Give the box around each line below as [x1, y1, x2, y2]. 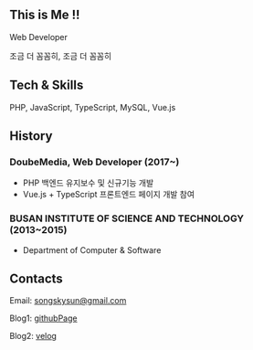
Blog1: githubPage [9, 313, 78, 323]
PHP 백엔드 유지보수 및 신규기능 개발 [22, 177, 154, 188]
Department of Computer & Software [22, 244, 162, 255]
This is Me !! [9, 7, 80, 23]
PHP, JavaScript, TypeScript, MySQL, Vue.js [9, 101, 176, 112]
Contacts [9, 271, 64, 286]
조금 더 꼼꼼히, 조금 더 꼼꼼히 [9, 50, 112, 61]
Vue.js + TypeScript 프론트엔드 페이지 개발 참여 [22, 189, 195, 200]
